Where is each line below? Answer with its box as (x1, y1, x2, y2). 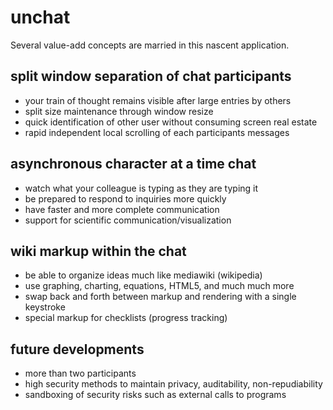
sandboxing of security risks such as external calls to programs (24, 389, 287, 401)
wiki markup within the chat (10, 242, 187, 260)
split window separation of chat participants (10, 68, 292, 85)
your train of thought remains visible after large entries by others (24, 94, 292, 106)
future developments (10, 341, 145, 358)
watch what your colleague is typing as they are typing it (24, 182, 259, 194)
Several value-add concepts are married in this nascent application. (10, 39, 290, 51)
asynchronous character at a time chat (10, 156, 257, 173)
